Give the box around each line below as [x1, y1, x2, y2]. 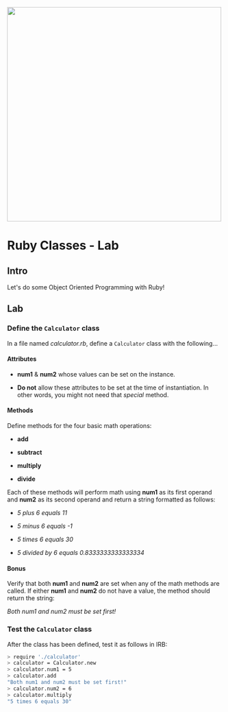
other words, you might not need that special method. [16, 390, 169, 399]
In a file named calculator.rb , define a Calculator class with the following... [7, 339, 218, 347]
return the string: [7, 594, 55, 602]
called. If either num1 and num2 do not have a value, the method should [7, 586, 210, 595]
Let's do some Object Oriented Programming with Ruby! [7, 283, 165, 291]
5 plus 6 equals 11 [16, 509, 67, 517]
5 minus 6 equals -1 [16, 522, 73, 530]
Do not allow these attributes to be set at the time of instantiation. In [16, 383, 209, 392]
